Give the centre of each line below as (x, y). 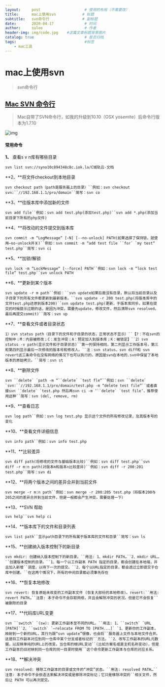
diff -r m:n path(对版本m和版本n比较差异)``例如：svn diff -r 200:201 (74, 467)
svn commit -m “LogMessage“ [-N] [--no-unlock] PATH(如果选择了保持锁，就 (80, 238)
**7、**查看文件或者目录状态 (35, 324)
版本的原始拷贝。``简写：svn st (34, 360)
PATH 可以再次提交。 (33, 680)
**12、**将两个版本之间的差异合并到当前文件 (51, 482)
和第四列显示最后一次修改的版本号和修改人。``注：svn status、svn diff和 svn (78, 350)
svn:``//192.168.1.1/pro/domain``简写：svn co (52, 193)
